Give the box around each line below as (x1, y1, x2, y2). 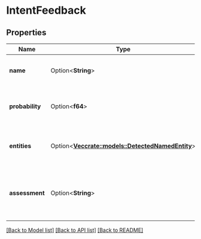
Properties (6, 27, 47, 38)
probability (9, 102, 41, 111)
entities (9, 142, 32, 150)
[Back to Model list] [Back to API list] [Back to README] (6, 226, 144, 234)
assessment (9, 189, 45, 197)
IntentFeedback (6, 4, 87, 17)
